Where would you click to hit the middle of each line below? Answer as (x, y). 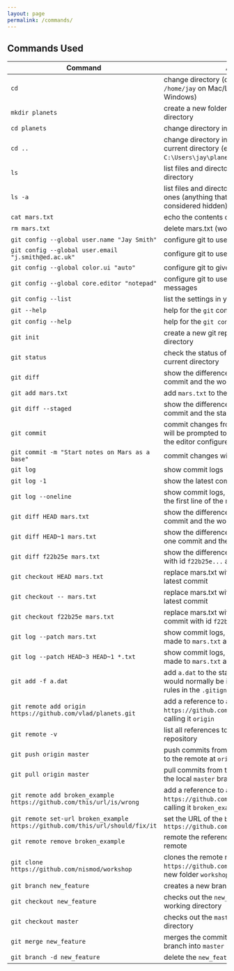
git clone (27, 862)
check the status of (195, 353)
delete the (180, 957)
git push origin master (50, 754)
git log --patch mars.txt (54, 637)
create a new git (190, 333)
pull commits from (193, 770)
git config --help (41, 322)
